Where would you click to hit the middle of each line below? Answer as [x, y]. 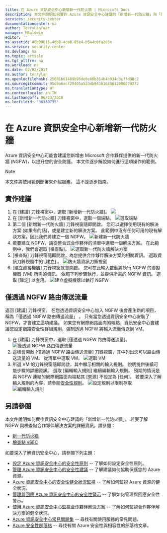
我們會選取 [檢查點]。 [47, 249]
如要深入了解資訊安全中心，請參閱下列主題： [51, 453]
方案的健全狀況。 [34, 513]
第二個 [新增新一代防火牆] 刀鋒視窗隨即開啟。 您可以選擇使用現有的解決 [85, 224]
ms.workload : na [22, 65]
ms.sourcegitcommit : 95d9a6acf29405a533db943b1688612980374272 [72, 83]
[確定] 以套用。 [33, 280]
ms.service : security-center [35, 47]
